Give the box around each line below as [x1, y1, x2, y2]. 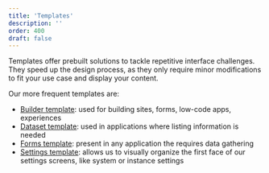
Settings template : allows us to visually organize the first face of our [19, 147, 246, 157]
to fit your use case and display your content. [8, 73, 159, 83]
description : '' [8, 19, 63, 27]
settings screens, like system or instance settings [19, 156, 184, 166]
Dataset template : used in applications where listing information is [19, 122, 239, 131]
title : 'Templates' [8, 11, 74, 20]
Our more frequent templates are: [8, 89, 119, 99]
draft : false [8, 34, 52, 43]
